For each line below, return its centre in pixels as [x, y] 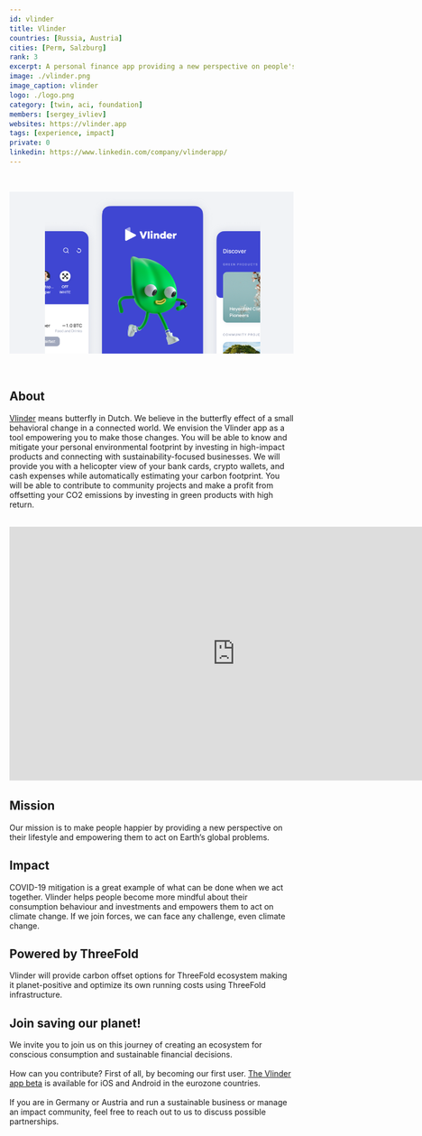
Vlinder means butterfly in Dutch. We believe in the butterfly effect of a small [151, 418]
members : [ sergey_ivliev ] [58, 114]
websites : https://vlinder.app [68, 124]
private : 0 [30, 143]
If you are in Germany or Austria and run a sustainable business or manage [148, 1103]
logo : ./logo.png [42, 95]
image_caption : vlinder [54, 86]
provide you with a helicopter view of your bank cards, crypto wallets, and [147, 466]
